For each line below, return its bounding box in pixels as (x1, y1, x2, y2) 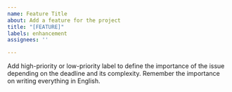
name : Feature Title (7, 10, 68, 18)
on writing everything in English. (7, 77, 101, 85)
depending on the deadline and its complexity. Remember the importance (7, 70, 220, 78)
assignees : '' (7, 37, 49, 44)
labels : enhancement (7, 29, 68, 37)
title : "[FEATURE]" (7, 23, 65, 30)
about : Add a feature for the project (7, 17, 121, 24)
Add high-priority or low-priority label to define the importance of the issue (7, 62, 225, 70)
